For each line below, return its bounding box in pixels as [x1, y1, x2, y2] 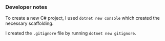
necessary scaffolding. [5, 20, 54, 26]
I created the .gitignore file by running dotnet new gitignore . [5, 30, 137, 36]
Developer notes [5, 4, 48, 11]
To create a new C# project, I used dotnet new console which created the [5, 15, 160, 21]
